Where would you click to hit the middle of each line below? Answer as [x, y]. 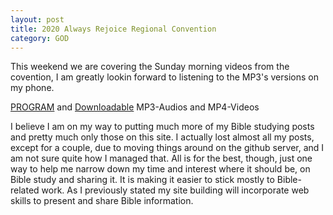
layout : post [37, 19]
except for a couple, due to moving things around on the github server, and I [167, 148]
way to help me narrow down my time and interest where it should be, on [160, 169]
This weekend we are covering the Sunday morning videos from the [150, 67]
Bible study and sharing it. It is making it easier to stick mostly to [142, 180]
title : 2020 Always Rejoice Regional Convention [113, 29]
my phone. [32, 88]
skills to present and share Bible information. [102, 201]
